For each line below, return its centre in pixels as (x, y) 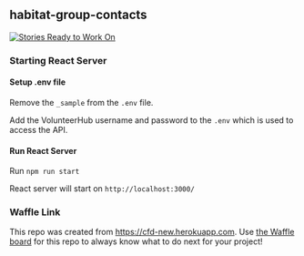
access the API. (39, 129)
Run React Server (43, 150)
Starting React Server (58, 60)
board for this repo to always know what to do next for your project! (136, 241)
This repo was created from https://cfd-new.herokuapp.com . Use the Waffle (152, 232)
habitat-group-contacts (78, 15)
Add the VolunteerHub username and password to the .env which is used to (152, 120)
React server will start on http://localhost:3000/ (102, 189)
